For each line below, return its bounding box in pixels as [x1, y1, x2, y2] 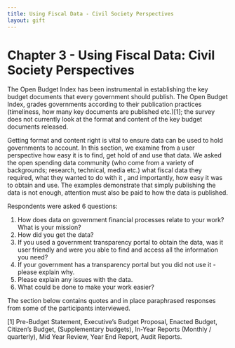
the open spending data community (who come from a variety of [7, 159, 194, 167]
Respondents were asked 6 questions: [7, 202, 118, 211]
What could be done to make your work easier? [17, 283, 154, 292]
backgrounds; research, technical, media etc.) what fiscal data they [7, 166, 202, 174]
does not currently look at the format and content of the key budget [7, 115, 203, 124]
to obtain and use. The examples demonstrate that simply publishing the [7, 181, 216, 190]
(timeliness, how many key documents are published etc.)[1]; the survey [7, 108, 215, 116]
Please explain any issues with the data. [17, 276, 133, 284]
